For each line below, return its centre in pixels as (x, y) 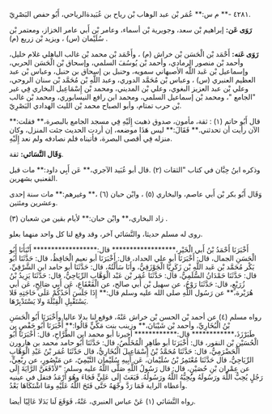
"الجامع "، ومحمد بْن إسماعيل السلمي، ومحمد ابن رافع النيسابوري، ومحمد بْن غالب (132, 97)
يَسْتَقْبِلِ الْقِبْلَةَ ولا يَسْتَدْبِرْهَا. (49, 301)
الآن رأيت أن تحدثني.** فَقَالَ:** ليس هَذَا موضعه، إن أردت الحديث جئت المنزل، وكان (134, 130)
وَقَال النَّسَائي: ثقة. (36, 154)
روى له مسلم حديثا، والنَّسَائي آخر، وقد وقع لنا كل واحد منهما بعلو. (106, 234)
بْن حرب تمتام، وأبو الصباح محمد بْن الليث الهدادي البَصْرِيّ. (96, 106)
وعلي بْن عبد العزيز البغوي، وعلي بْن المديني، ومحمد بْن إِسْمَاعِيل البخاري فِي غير (129, 88)
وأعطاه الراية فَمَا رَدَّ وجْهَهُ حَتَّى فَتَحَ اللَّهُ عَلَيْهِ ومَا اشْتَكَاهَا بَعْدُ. (98, 385)
